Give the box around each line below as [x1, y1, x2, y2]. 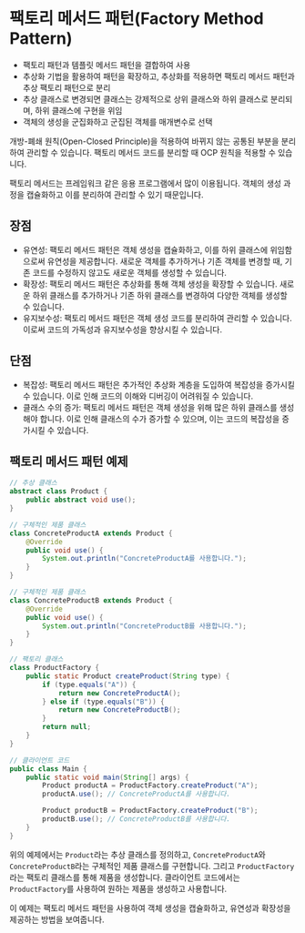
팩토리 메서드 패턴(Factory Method [9, 8, 264, 29]
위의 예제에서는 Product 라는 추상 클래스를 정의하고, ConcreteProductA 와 [9, 848, 266, 860]
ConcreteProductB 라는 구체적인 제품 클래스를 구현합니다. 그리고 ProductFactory [9, 860, 295, 871]
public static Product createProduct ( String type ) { [25, 671, 230, 681]
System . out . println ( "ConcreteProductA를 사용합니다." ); [42, 554, 248, 563]
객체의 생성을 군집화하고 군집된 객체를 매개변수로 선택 [22, 116, 213, 127]
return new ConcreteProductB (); [57, 705, 181, 715]
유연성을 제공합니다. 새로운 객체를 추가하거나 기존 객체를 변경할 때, [46, 256, 283, 267]
